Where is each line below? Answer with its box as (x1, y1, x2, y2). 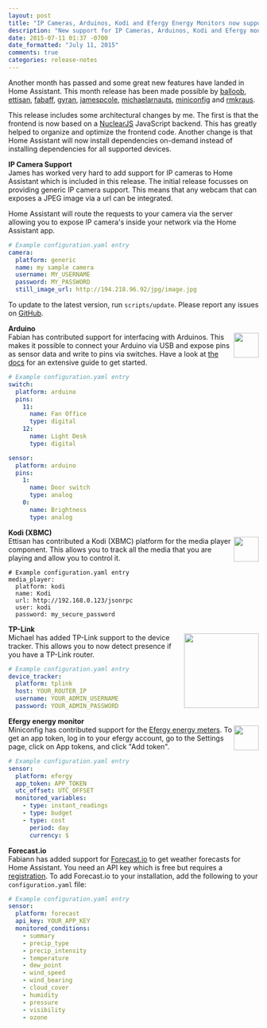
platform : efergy (15, 772, 73, 780)
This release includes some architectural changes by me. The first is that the (8, 110, 259, 119)
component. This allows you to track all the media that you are (8, 545, 212, 554)
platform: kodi (15, 582, 66, 590)
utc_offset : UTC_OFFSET (15, 787, 94, 795)
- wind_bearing (22, 976, 73, 984)
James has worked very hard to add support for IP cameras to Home (8, 168, 233, 178)
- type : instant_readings (22, 802, 109, 810)
